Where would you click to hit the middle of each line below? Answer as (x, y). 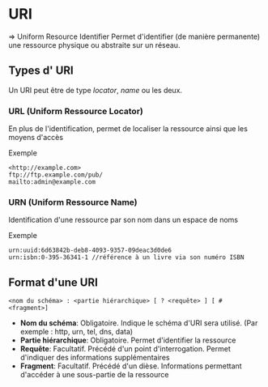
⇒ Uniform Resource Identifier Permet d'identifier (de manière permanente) (134, 36)
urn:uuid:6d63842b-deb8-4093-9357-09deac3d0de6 (90, 251)
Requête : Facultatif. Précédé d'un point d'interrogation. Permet (125, 349)
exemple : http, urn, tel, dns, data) (77, 332)
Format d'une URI (53, 282)
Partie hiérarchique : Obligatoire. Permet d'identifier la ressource (128, 340)
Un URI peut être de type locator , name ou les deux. (96, 90)
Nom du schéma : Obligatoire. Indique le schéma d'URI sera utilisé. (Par (139, 323)
